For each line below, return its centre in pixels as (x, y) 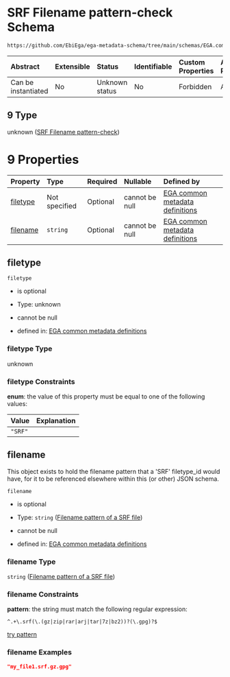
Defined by (182, 181)
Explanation (56, 420)
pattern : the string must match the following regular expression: (97, 609)
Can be (22, 82)
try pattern (22, 634)
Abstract (25, 67)
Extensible (72, 67)
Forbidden (195, 86)
